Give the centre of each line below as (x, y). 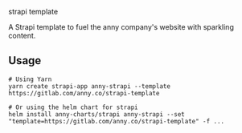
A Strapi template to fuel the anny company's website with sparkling (121, 27)
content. (22, 36)
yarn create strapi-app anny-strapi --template (90, 86)
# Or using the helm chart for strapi (73, 107)
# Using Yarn (30, 79)
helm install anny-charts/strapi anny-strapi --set (96, 114)
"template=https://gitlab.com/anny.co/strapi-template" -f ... (117, 121)
